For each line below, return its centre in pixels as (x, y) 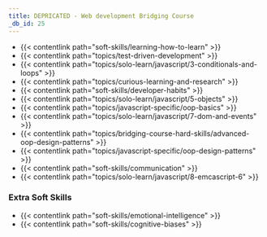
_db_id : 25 (27, 24)
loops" (31, 72)
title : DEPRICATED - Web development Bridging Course (101, 16)
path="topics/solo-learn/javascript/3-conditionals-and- (165, 64)
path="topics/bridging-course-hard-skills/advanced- (161, 133)
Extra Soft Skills (40, 198)
